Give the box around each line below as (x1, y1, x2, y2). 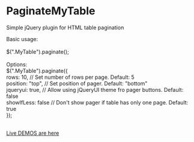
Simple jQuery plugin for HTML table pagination (6, 24, 124, 31)
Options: (6, 61, 28, 68)
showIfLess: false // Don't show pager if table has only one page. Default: (6, 98, 189, 106)
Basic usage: (6, 35, 38, 42)
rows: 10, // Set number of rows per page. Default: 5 (6, 73, 135, 81)
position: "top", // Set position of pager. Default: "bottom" (6, 79, 148, 87)
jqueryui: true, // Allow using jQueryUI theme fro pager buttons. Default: (6, 86, 184, 93)
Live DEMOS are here (6, 129, 59, 137)
